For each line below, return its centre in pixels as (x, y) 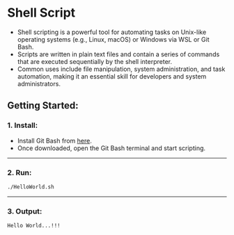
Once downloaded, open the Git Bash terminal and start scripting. (111, 148)
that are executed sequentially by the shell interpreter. (95, 61)
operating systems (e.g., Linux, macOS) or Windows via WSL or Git (113, 39)
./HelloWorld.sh (31, 187)
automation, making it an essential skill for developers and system (112, 76)
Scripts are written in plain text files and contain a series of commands (118, 54)
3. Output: (25, 211)
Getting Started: (43, 106)
